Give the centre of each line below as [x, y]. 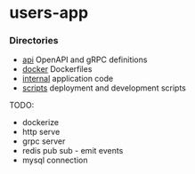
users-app [49, 13]
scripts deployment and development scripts [104, 88]
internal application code [68, 79]
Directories [34, 41]
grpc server [44, 141]
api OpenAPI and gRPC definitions [85, 59]
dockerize [41, 123]
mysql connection [55, 160]
